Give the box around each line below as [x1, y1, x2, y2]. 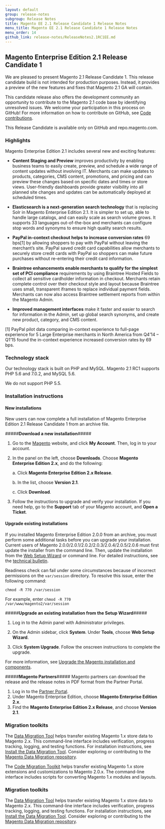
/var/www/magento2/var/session [5, 601, 69, 606]
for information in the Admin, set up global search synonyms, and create [12, 311, 159, 317]
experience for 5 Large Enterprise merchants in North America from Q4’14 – [5, 332, 159, 337]
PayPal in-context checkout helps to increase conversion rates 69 [12, 234, 150, 240]
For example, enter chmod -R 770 [5, 596, 71, 602]
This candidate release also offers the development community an [5, 94, 139, 100]
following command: [5, 578, 47, 583]
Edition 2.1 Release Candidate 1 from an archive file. [5, 421, 110, 427]
